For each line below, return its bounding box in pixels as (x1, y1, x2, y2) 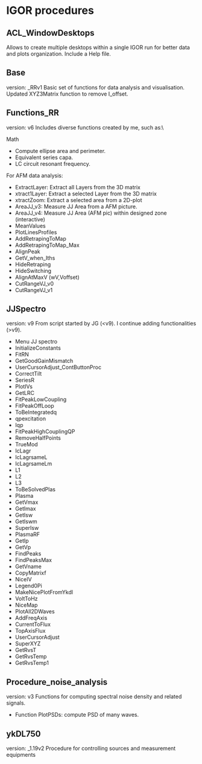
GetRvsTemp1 (14, 659, 49, 667)
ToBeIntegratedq (14, 409, 57, 416)
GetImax (14, 505, 36, 512)
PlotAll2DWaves (14, 608, 55, 615)
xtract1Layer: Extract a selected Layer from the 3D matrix (14, 190, 157, 197)
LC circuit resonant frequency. (14, 160, 90, 167)
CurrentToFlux (14, 621, 51, 628)
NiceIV (14, 576, 32, 583)
